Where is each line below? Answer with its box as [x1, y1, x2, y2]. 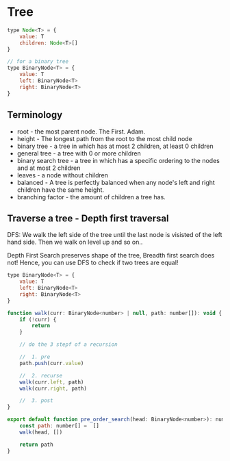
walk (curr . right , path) [19, 385, 88, 392]
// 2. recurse [19, 372, 63, 379]
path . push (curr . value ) [19, 360, 84, 366]
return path [19, 441, 53, 448]
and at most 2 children [16, 164, 81, 172]
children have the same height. [16, 186, 105, 194]
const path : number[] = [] [19, 423, 99, 429]
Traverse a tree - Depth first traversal [7, 212, 169, 224]
